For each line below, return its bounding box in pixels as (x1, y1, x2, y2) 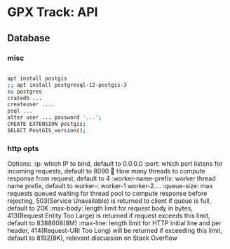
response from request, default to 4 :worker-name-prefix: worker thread (7, 174, 216, 183)
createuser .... (7, 101, 55, 108)
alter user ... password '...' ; (7, 114, 102, 121)
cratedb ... (7, 94, 42, 101)
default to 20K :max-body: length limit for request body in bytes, (7, 204, 193, 213)
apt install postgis (7, 75, 68, 82)
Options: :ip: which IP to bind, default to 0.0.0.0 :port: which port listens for (7, 159, 223, 168)
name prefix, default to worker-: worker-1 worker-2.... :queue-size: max (7, 182, 213, 190)
